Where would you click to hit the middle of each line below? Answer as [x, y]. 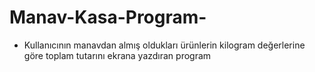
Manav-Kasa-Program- [108, 17]
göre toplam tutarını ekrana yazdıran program [117, 55]
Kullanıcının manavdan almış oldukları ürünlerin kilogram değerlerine [164, 45]
